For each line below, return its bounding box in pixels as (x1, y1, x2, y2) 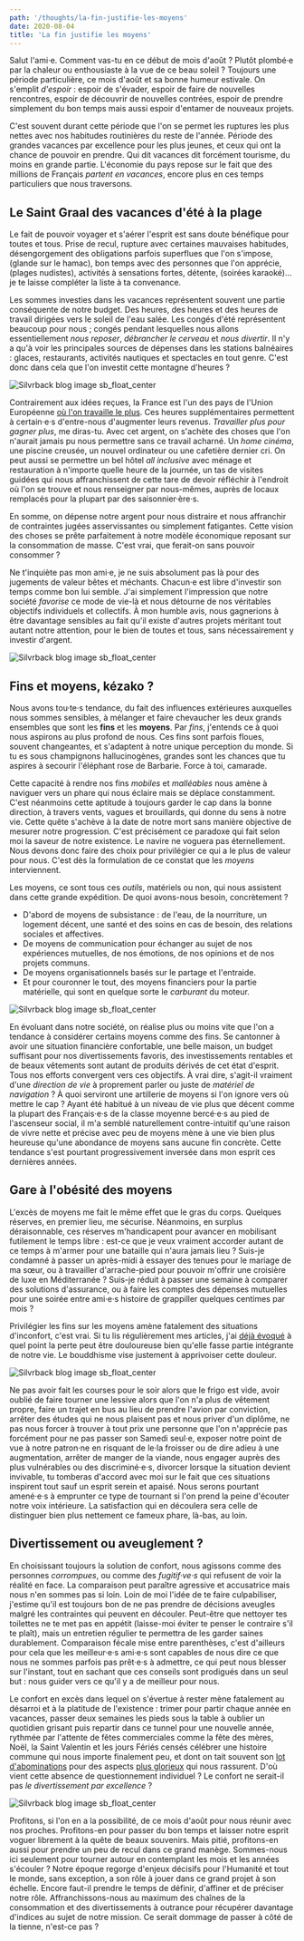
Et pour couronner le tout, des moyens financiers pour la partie (22, 976, 258, 987)
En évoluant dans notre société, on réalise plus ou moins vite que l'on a (9, 1022, 274, 1032)
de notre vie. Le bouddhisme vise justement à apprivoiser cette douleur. (9, 1349, 278, 1360)
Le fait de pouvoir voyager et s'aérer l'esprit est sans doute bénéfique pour (9, 228, 290, 240)
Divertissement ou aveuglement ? (9, 1536, 204, 1551)
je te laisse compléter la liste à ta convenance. (9, 277, 182, 288)
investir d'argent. (9, 635, 73, 645)
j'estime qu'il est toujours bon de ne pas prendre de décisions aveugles (9, 1598, 276, 1609)
